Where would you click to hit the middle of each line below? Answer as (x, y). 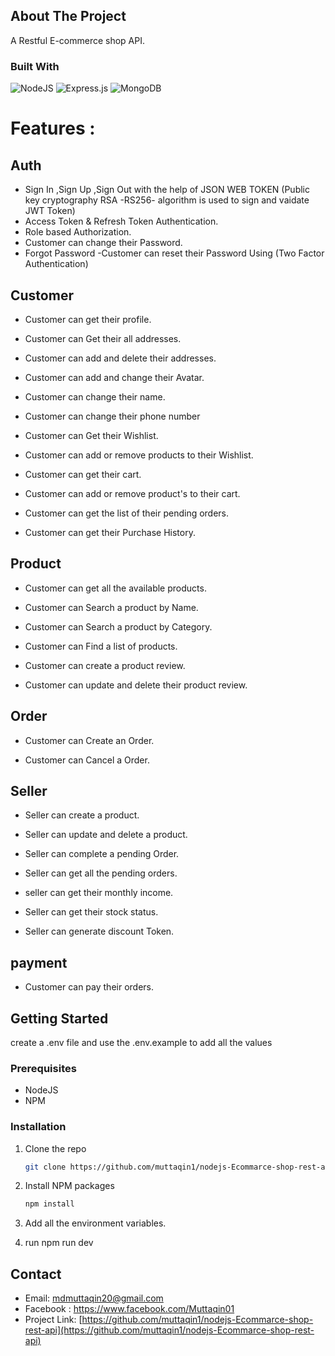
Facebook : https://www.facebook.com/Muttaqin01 (129, 1309)
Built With (35, 66)
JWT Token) (50, 211)
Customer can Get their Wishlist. (91, 435)
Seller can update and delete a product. (106, 835)
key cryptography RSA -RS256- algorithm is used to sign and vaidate (167, 200)
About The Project (68, 16)
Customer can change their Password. (103, 243)
